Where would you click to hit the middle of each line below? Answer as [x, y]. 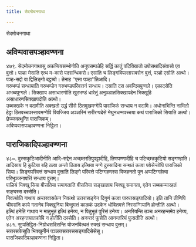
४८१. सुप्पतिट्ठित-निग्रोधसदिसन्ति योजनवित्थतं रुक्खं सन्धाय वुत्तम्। [67, 225]
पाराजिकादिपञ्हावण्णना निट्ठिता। [35, 238]
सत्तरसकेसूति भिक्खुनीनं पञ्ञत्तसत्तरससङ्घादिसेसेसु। [55, 231]
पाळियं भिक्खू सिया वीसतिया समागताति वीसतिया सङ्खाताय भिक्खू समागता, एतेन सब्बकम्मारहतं [92, 185]
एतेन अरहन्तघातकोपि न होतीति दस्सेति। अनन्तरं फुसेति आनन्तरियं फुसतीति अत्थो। [82, 218]
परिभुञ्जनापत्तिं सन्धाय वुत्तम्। [33, 178]
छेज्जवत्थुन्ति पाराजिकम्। [29, 119]
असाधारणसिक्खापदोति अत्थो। [34, 99]
